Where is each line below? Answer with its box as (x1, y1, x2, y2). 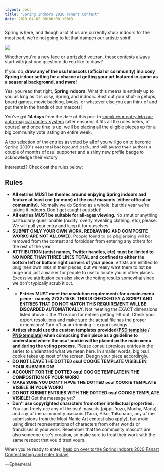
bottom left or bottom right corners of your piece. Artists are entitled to (12, 259, 158, 265)
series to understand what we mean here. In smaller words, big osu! (12, 348, 149, 354)
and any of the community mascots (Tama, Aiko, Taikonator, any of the (12, 411, 155, 417)
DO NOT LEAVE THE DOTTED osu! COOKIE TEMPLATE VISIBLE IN (12, 358, 147, 364)
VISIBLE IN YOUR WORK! (12, 384, 64, 391)
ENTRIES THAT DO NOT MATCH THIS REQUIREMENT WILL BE (19, 301, 147, 307)
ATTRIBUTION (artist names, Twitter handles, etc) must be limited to (12, 249, 154, 255)
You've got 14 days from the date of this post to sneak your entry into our (5, 114, 153, 119)
